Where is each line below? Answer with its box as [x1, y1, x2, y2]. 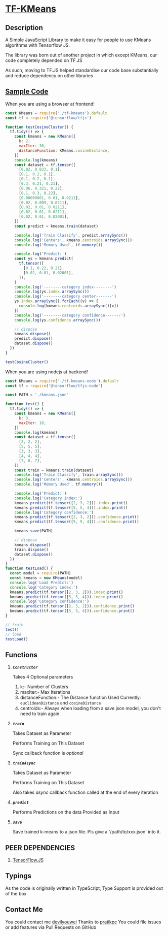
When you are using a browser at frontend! [5, 101, 95, 107]
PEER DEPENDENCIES [5, 844, 75, 852]
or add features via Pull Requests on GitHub [5, 924, 97, 930]
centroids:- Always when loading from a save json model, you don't [20, 705, 161, 712]
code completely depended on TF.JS [5, 57, 82, 63]
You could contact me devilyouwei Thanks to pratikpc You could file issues [5, 919, 161, 925]
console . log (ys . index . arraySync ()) [14, 289, 90, 295]
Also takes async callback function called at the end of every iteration [12, 789, 158, 795]
